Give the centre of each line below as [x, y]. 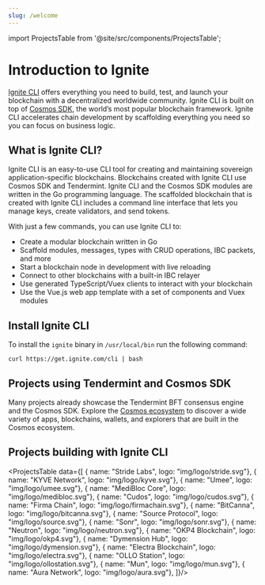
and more [35, 259]
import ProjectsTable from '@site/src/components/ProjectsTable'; [115, 38]
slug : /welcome [33, 15]
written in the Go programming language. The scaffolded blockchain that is [131, 194]
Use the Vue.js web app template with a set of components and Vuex [132, 292]
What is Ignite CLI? [55, 150]
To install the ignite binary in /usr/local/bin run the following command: [128, 345]
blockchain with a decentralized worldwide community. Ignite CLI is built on [131, 100]
